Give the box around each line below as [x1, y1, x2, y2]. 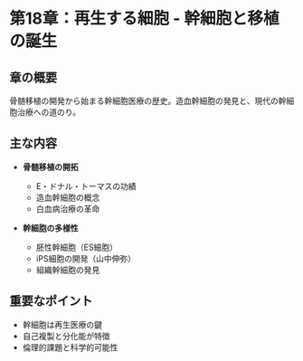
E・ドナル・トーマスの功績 [35, 180, 137, 191]
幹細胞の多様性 [22, 223, 79, 233]
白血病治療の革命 [35, 203, 100, 214]
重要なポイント [9, 293, 93, 309]
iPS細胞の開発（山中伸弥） [35, 252, 136, 263]
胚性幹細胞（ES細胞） [35, 242, 118, 252]
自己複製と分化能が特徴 [22, 330, 110, 341]
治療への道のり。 [16, 107, 81, 118]
